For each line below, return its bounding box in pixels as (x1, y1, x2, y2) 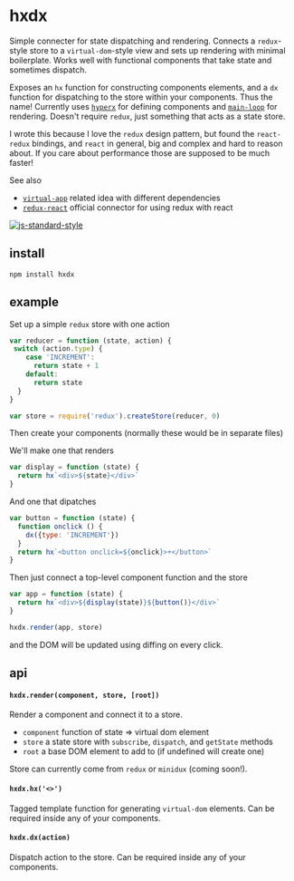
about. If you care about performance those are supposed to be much (9, 147, 270, 159)
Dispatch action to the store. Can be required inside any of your (9, 851, 246, 862)
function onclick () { (17, 522, 103, 531)
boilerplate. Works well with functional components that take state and (9, 54, 272, 65)
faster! (9, 157, 34, 168)
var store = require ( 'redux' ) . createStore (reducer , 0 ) (9, 411, 221, 421)
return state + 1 (33, 362, 100, 371)
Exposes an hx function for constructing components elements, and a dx (9, 82, 279, 92)
